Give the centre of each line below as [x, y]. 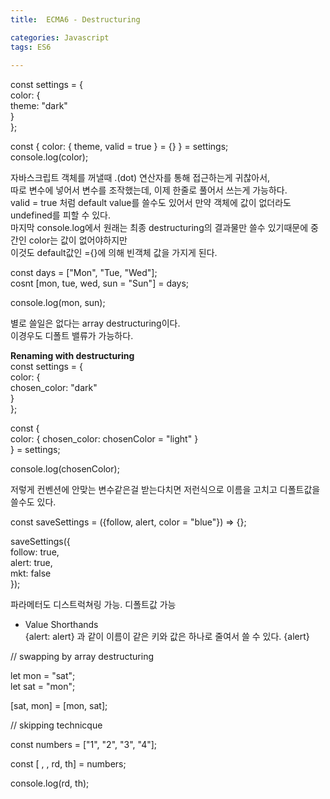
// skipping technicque [56, 725]
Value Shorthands [61, 625]
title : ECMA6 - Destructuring [75, 19]
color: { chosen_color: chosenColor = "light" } [104, 439]
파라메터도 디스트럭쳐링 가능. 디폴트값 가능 [93, 605]
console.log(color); [49, 157]
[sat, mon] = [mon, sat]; [59, 706]
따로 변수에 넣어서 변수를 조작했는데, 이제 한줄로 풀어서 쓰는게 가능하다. [149, 190]
